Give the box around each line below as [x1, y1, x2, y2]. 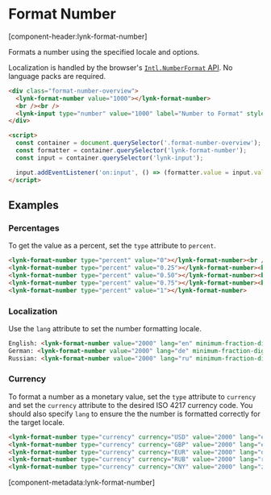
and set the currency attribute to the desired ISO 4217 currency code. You [8, 400, 253, 410]
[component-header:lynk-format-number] [8, 31, 148, 41]
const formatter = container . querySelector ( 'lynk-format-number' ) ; [15, 147, 248, 155]
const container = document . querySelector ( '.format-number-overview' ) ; [15, 139, 262, 148]
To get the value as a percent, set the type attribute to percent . [8, 241, 216, 251]
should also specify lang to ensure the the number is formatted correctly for [8, 409, 261, 418]
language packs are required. [8, 71, 106, 81]
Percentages [8, 223, 60, 234]
